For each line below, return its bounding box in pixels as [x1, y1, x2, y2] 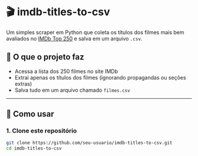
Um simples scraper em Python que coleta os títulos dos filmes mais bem [6, 28, 184, 36]
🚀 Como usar [6, 109, 54, 119]
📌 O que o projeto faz [6, 52, 84, 62]
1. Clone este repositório [6, 127, 77, 135]
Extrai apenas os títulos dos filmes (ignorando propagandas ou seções [14, 74, 187, 81]
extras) [14, 80, 32, 87]
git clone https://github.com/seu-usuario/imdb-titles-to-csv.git [6, 140, 173, 146]
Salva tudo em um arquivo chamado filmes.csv [14, 87, 131, 94]
